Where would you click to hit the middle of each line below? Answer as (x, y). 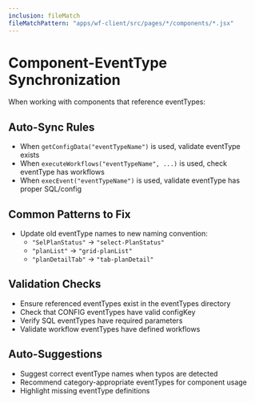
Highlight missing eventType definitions (85, 390)
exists (30, 155)
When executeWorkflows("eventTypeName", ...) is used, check (124, 163)
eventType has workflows (62, 172)
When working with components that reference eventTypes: (107, 102)
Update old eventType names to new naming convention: (114, 234)
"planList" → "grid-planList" (82, 251)
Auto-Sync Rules (52, 127)
